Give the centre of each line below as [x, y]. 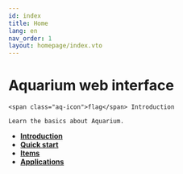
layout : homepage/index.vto [56, 46]
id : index [25, 16]
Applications [42, 162]
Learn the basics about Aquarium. [67, 122]
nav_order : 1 [30, 38]
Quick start [39, 145]
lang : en [23, 31]
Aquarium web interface [91, 86]
